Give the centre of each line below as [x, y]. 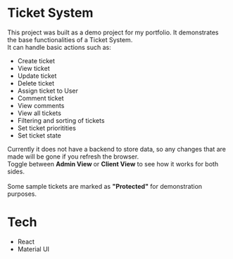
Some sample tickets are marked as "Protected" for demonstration [105, 186]
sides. [16, 171]
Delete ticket [36, 83]
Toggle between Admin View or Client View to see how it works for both [113, 164]
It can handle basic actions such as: [59, 47]
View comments [41, 105]
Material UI [33, 249]
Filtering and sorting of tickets [61, 120]
